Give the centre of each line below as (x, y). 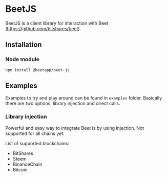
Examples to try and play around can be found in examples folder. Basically (84, 98)
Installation (24, 45)
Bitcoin (20, 169)
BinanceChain (27, 164)
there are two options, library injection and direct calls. (63, 104)
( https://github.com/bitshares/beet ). (43, 28)
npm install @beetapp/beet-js (38, 70)
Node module (23, 60)
